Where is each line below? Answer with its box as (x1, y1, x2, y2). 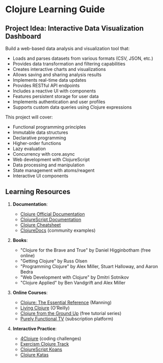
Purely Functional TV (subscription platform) (20, 316, 114, 322)
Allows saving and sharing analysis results (12, 71, 102, 78)
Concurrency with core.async (12, 151, 75, 157)
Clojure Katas (20, 351, 49, 358)
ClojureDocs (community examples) (20, 227, 96, 233)
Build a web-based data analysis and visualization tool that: (5, 45, 130, 52)
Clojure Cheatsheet (20, 222, 61, 228)
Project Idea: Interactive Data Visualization (5, 24, 144, 33)
